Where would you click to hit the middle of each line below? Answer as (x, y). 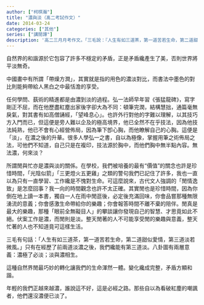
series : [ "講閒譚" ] (29, 35)
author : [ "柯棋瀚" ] (29, 12)
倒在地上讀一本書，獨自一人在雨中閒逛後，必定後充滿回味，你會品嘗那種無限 (102, 196)
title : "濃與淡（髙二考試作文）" (43, 18)
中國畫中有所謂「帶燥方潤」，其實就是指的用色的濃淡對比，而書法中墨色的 (98, 79)
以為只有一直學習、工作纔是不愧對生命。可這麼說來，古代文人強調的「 (94, 181)
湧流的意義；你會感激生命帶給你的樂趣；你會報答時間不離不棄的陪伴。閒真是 (102, 204)
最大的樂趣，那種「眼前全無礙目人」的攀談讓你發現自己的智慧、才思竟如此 (99, 211)
